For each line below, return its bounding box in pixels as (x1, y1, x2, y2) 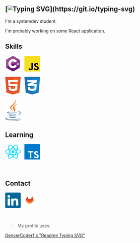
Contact (5, 179, 31, 187)
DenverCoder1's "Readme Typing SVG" (5, 233, 85, 239)
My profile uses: (17, 223, 51, 229)
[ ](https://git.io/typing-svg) (5, 5, 136, 13)
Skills (5, 42, 22, 51)
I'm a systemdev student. (5, 18, 57, 24)
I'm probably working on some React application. (5, 28, 106, 34)
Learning (5, 130, 34, 139)
